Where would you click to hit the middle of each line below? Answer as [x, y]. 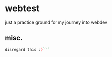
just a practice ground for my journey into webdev [56, 22]
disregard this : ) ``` [28, 49]
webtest [22, 9]
